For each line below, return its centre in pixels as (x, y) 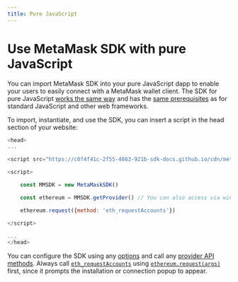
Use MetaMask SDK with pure (97, 48)
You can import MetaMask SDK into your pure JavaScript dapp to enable (113, 83)
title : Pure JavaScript (42, 14)
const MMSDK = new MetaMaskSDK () (69, 185)
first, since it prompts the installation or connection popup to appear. (107, 271)
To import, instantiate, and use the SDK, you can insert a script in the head (116, 119)
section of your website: (42, 127)
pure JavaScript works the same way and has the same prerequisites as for (118, 98)
